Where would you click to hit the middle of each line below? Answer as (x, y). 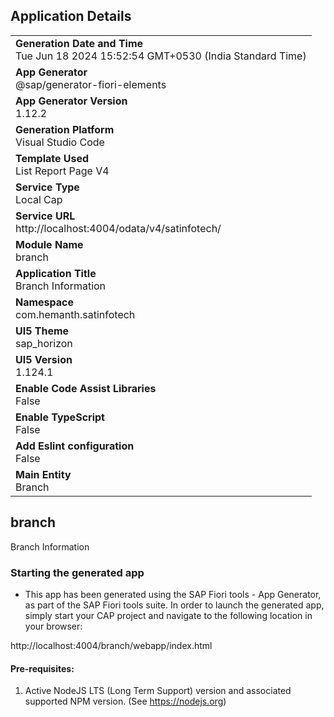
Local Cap (39, 199)
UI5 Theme (42, 331)
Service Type (47, 187)
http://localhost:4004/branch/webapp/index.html (111, 645)
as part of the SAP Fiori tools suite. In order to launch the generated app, (174, 605)
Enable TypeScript (60, 417)
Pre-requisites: (42, 668)
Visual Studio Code (60, 142)
